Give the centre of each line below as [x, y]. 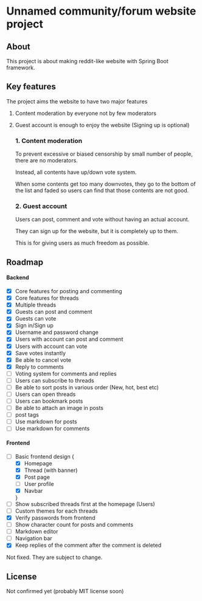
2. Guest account [41, 206]
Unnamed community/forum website [101, 11]
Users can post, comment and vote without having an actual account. [102, 220]
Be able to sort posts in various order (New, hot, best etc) [87, 387]
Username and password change [57, 332]
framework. [21, 68]
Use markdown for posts [46, 422]
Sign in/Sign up [34, 325]
